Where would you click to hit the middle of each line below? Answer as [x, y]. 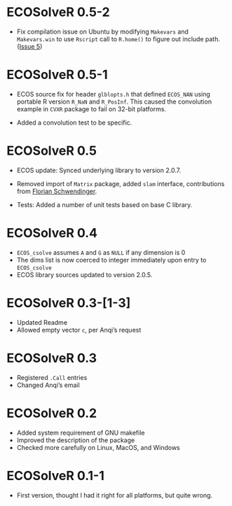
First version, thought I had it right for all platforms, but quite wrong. [115, 495]
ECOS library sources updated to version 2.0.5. [84, 274]
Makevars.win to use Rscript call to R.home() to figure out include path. [118, 38]
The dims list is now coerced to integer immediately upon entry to [111, 260]
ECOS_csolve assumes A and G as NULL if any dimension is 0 [101, 252]
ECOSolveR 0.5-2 [58, 12]
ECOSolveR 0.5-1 [57, 75]
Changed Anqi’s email [48, 385]
